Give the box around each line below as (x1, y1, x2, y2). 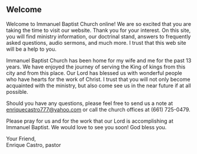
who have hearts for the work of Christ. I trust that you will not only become (6, 76, 190, 83)
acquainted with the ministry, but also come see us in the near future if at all (6, 82, 191, 89)
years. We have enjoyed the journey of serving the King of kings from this (6, 63, 186, 70)
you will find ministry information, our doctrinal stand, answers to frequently (6, 32, 191, 40)
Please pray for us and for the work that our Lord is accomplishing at (6, 117, 173, 124)
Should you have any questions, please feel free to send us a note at (6, 100, 173, 107)
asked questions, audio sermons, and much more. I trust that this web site (6, 39, 186, 46)
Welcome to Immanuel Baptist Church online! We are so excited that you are (6, 20, 191, 27)
